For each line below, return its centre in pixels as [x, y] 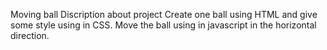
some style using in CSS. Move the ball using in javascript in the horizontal [163, 25]
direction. [30, 35]
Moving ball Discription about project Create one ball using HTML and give [164, 14]
